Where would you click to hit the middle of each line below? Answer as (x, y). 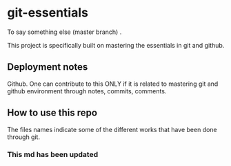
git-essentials (48, 13)
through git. (23, 137)
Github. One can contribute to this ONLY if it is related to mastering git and (113, 84)
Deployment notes (48, 67)
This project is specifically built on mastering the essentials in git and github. (116, 45)
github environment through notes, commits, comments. (87, 91)
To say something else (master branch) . (64, 32)
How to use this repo (52, 113)
